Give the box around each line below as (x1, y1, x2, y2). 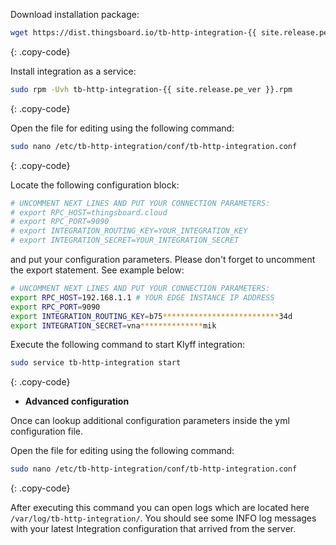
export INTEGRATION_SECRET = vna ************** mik (10, 320, 217, 331)
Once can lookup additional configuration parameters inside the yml (10, 415, 290, 427)
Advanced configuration (24, 395, 130, 408)
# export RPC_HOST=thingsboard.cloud (10, 207, 168, 218)
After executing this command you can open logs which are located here (10, 502, 310, 514)
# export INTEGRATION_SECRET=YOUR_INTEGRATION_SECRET (10, 235, 240, 246)
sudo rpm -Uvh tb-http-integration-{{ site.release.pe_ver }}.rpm (10, 84, 293, 94)
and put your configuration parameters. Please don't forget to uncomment (10, 254, 316, 265)
